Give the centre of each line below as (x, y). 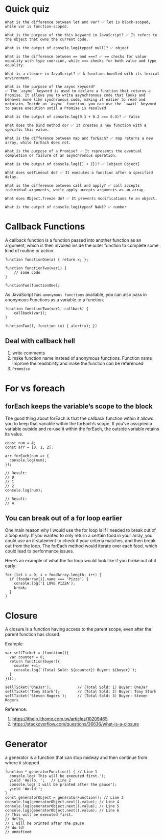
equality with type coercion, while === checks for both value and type (81, 61)
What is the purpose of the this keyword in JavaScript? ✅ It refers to (81, 35)
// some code (27, 272)
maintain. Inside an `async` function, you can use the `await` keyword (81, 104)
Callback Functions (45, 227)
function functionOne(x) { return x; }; (47, 260)
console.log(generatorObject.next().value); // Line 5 (62, 806)
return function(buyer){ (35, 662)
